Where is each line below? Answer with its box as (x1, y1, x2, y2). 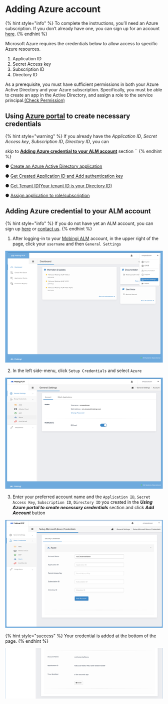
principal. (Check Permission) (5, 97, 65, 103)
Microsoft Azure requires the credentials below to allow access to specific (5, 40, 158, 46)
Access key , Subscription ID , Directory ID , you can (5, 138, 109, 144)
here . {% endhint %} (5, 31, 47, 37)
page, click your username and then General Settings (12, 241, 121, 247)
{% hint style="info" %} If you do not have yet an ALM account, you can (5, 220, 153, 226)
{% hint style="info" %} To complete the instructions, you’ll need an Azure (5, 20, 158, 26)
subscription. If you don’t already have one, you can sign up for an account (5, 25, 160, 31)
